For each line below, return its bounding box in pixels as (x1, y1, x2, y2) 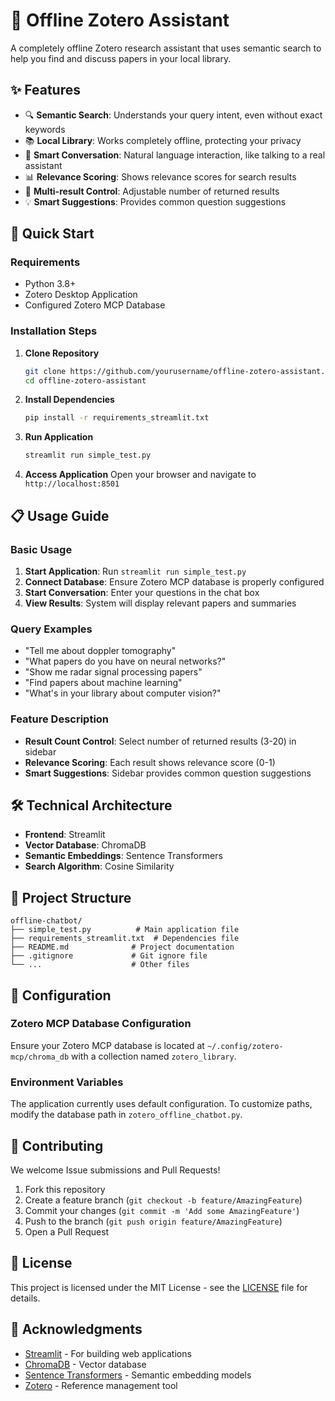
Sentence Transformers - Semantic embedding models (24, 1369, 252, 1381)
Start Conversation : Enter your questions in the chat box (24, 586, 260, 598)
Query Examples (10, 622, 93, 636)
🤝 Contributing (10, 1137, 104, 1154)
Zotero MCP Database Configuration (10, 1017, 192, 1031)
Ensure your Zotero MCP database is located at (10, 1039, 205, 1051)
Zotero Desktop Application (24, 289, 138, 301)
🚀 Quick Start (10, 225, 95, 243)
